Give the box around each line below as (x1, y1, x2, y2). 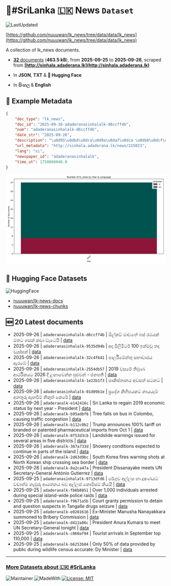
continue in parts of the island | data (13, 448, 89, 454)
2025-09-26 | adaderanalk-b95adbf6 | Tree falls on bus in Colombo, (13, 411, 154, 417)
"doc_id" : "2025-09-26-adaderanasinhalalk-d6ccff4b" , (15, 122, 131, 127)
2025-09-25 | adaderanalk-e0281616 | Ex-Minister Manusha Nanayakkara (13, 508, 165, 514)
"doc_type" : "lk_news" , (15, 116, 65, 122)
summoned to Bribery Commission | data (13, 514, 99, 520)
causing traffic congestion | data (13, 416, 82, 422)
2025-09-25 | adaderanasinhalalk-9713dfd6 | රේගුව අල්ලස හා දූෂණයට (13, 475, 159, 481)
